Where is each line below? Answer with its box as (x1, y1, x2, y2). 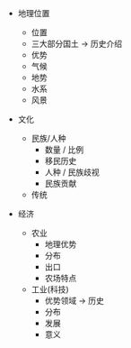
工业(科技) (31, 284, 69, 295)
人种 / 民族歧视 (44, 167, 100, 178)
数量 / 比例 (44, 144, 84, 155)
